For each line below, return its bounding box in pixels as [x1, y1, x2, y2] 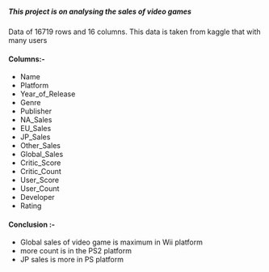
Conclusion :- [8, 219, 55, 229]
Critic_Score [19, 158, 61, 168]
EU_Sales [19, 124, 52, 134]
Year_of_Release [19, 89, 76, 99]
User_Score [19, 175, 59, 185]
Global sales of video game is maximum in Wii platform [19, 237, 204, 247]
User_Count [19, 184, 60, 193]
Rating [19, 201, 42, 210]
